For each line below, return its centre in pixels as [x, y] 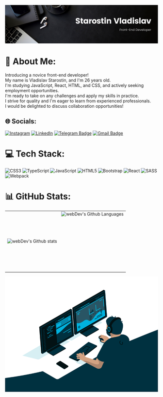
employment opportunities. [32, 90]
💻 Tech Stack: [35, 154]
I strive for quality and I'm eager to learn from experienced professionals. [78, 101]
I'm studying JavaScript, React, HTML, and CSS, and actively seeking [74, 85]
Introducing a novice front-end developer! [47, 75]
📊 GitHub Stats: [38, 196]
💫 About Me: [31, 62]
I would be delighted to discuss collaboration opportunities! [64, 106]
